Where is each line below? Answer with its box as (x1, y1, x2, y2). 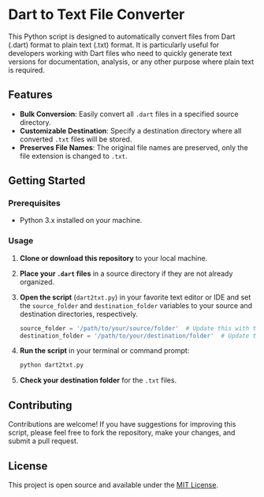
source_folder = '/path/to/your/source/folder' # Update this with (19, 324, 250, 333)
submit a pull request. (8, 436, 79, 446)
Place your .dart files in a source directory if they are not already (19, 269, 233, 278)
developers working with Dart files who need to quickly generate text (8, 48, 232, 58)
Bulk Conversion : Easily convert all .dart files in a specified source (19, 109, 239, 119)
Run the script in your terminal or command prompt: (19, 346, 190, 356)
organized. (19, 277, 55, 286)
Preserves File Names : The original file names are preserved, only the (19, 142, 248, 152)
